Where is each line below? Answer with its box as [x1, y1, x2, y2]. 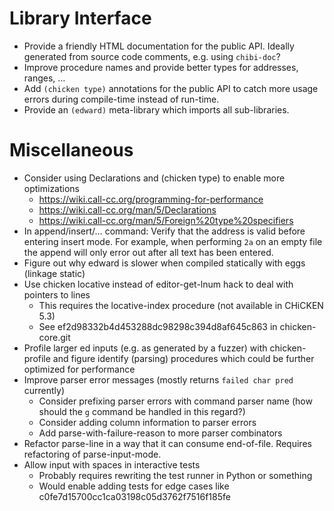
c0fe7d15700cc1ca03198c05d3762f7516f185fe [38, 490, 231, 502]
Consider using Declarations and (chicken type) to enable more [23, 172, 286, 184]
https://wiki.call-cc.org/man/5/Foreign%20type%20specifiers [38, 214, 294, 226]
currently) [23, 384, 66, 396]
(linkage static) [23, 267, 86, 279]
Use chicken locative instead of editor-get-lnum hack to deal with [23, 278, 294, 290]
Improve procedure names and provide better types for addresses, [23, 61, 299, 73]
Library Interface [9, 7, 152, 30]
